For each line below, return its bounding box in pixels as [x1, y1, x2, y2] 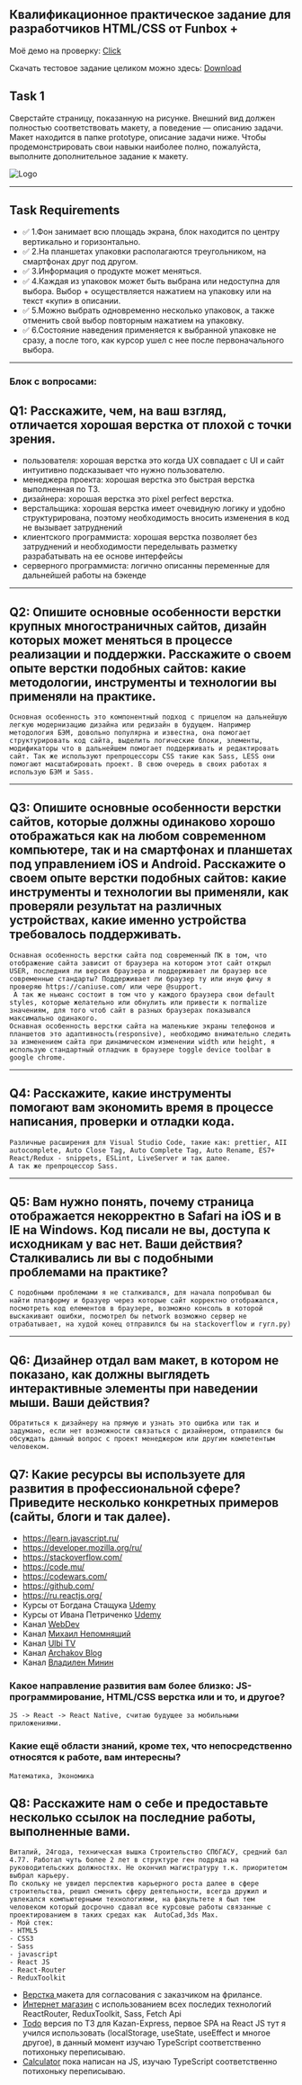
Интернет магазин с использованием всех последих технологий [22, 1999, 271, 2009]
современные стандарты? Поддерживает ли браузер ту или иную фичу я [9, 974, 271, 983]
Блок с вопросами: [9, 375, 97, 388]
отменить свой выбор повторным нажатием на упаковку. [22, 315, 244, 327]
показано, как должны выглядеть [9, 1366, 210, 1382]
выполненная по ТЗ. [22, 484, 101, 495]
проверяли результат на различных [9, 899, 222, 914]
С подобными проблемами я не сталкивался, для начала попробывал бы [9, 1288, 271, 1298]
